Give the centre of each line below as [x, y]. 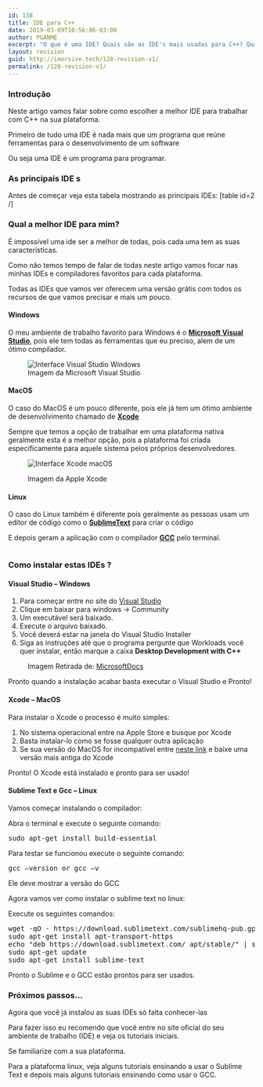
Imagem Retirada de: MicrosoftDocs [86, 666]
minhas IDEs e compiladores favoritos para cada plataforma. [106, 273]
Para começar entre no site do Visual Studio [90, 601]
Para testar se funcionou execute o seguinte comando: [97, 853]
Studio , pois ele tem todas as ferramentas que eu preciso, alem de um [122, 340]
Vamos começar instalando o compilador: [75, 808]
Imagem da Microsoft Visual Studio [84, 372]
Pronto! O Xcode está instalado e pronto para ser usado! [99, 772]
